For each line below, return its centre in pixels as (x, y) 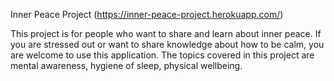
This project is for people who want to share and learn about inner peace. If (166, 33)
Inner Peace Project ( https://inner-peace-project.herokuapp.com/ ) (147, 14)
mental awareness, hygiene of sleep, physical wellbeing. (126, 65)
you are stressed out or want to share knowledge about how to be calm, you (167, 44)
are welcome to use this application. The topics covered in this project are (162, 55)
